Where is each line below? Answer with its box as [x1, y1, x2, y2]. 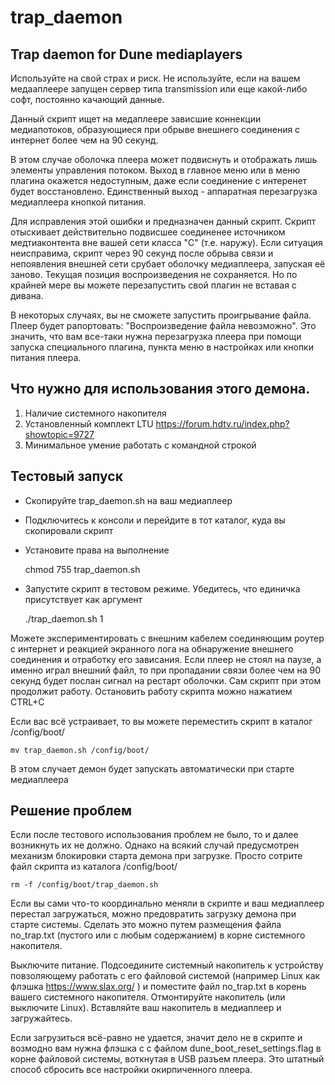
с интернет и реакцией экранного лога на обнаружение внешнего [10, 642, 294, 655]
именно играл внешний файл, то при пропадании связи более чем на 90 [10, 664, 322, 676]
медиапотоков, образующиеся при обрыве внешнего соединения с [10, 124, 301, 135]
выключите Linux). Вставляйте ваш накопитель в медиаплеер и [10, 1002, 282, 1014]
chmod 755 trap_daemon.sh [24, 563, 141, 575]
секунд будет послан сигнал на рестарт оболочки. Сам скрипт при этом [10, 674, 322, 686]
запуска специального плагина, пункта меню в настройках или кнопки [10, 341, 314, 353]
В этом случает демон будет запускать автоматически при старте [10, 762, 295, 775]
